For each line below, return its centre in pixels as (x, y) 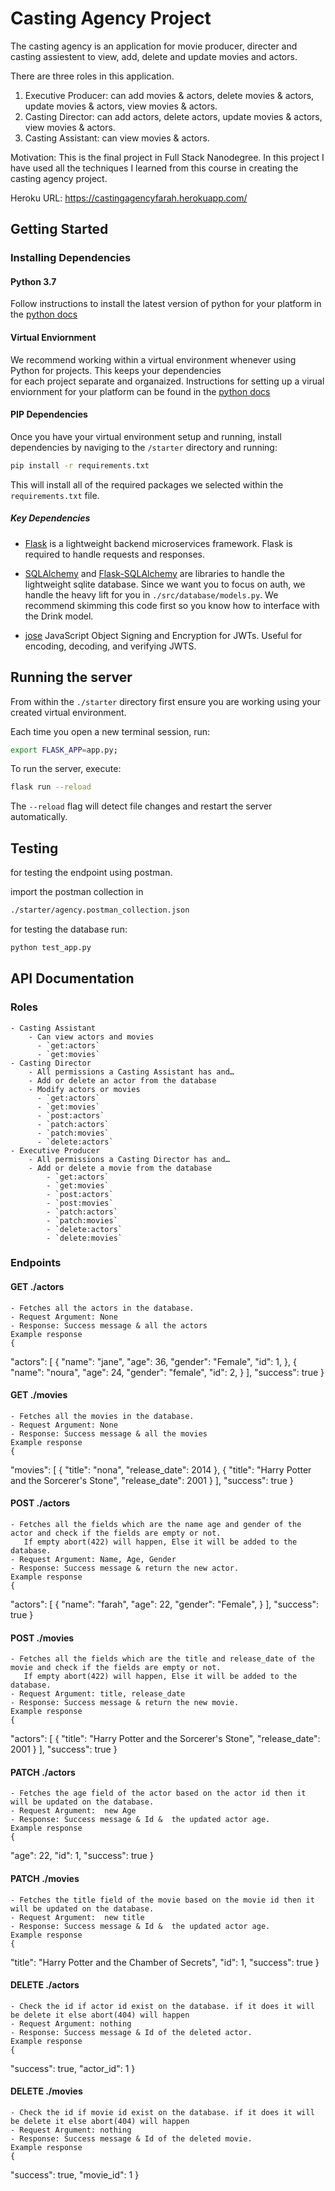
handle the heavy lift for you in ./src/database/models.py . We (151, 594)
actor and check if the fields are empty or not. (116, 1533)
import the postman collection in (77, 892)
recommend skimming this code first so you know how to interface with (172, 605)
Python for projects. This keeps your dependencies (116, 370)
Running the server (71, 677)
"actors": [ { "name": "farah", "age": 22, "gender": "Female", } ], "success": (164, 1604)
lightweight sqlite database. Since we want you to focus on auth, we (165, 584)
